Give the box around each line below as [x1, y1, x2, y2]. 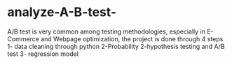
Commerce [7, 34, 40, 43]
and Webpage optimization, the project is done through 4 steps [41, 34, 224, 43]
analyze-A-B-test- [7, 4, 117, 20]
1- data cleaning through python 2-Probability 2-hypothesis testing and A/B [7, 42, 226, 50]
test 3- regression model [7, 50, 79, 58]
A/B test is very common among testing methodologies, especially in [7, 27, 205, 36]
